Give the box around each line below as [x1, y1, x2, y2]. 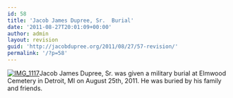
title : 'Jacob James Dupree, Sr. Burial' [7, 17, 134, 24]
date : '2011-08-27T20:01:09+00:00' [7, 23, 112, 30]
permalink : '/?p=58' [7, 50, 68, 57]
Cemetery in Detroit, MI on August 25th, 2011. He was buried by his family [7, 76, 222, 85]
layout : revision [7, 37, 59, 44]
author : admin [7, 30, 49, 37]
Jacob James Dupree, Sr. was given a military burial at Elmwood [39, 68, 227, 78]
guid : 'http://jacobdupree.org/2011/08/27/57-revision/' [7, 43, 179, 50]
